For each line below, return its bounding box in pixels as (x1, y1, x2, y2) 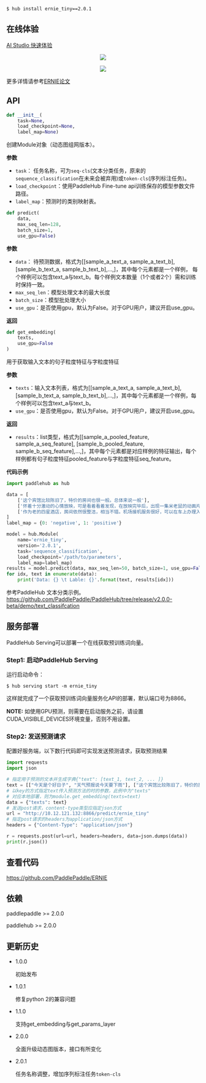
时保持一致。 (15, 281, 48, 288)
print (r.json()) (6, 839, 48, 845)
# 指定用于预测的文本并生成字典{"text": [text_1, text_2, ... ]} (6, 777, 164, 783)
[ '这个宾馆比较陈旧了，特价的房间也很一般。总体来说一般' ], (17, 497, 150, 503)
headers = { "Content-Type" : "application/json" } (6, 822, 133, 828)
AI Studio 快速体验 (6, 41, 53, 49)
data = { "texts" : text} (6, 799, 67, 805)
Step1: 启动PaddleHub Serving (6, 656, 98, 664)
